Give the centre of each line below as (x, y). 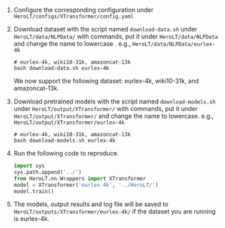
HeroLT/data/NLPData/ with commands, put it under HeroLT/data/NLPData (116, 36)
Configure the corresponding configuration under (84, 10)
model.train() (34, 191)
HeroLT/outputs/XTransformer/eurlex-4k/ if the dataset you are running (115, 212)
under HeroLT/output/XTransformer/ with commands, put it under (105, 109)
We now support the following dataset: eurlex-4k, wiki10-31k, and (106, 81)
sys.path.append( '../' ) (48, 172)
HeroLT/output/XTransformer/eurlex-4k (69, 123)
